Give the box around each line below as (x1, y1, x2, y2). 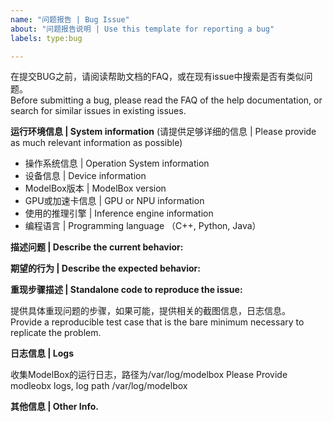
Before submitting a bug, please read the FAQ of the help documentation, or (10, 94, 323, 106)
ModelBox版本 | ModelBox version (24, 182, 167, 195)
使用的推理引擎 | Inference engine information (24, 207, 214, 220)
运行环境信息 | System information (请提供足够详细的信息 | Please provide (10, 126, 317, 138)
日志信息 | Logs (10, 347, 75, 360)
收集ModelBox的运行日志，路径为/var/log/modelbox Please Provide (10, 369, 288, 381)
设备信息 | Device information (24, 170, 147, 182)
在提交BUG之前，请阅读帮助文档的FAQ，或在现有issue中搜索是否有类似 (10, 71, 305, 83)
